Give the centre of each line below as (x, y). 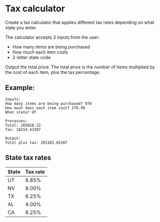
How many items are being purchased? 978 (49, 104)
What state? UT (21, 112)
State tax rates (28, 158)
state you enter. (21, 27)
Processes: (16, 121)
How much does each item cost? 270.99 (45, 108)
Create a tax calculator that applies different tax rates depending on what (80, 22)
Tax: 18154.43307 (23, 129)
